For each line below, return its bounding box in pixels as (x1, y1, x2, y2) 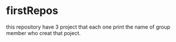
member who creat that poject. (6, 29, 81, 36)
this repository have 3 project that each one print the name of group (6, 23, 171, 30)
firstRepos (6, 4, 59, 17)
